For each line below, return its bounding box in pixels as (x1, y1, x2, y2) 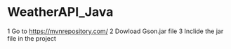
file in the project (7, 34, 56, 42)
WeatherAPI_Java (7, 4, 114, 20)
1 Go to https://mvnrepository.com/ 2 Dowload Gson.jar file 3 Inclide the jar (7, 27, 224, 35)
